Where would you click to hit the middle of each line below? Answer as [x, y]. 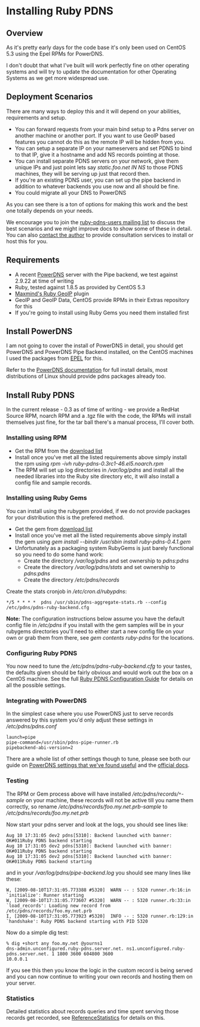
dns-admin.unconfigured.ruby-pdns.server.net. [65, 949]
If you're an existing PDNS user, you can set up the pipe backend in [98, 180]
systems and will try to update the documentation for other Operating [91, 72]
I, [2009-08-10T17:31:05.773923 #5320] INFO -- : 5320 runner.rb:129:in [100, 916]
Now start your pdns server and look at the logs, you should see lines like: [97, 824]
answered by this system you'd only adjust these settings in [80, 720]
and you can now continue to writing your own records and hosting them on [99, 976]
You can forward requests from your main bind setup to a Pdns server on [104, 129]
